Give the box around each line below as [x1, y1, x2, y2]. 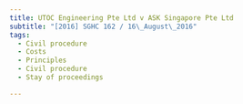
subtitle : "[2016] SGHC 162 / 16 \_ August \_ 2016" [9, 22, 197, 31]
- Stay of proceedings [17, 73, 104, 82]
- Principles [17, 56, 67, 65]
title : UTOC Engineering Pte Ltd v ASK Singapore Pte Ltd [9, 13, 234, 23]
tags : [9, 30, 30, 39]
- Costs [17, 47, 47, 57]
